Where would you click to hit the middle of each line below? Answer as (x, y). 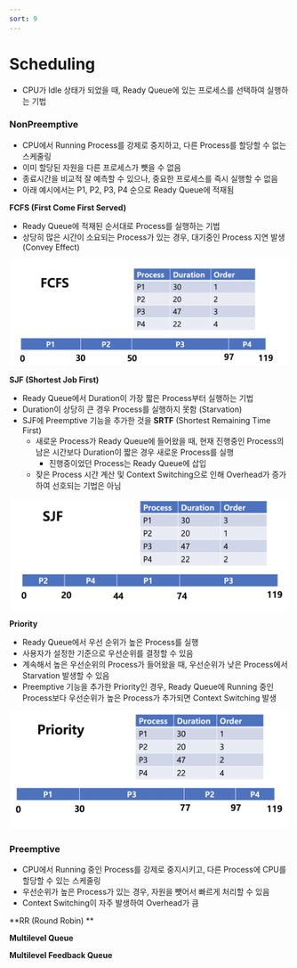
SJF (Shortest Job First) (54, 380)
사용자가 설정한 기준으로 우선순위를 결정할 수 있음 (108, 653)
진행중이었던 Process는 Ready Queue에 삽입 (128, 463)
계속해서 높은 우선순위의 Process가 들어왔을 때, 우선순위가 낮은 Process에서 (155, 664)
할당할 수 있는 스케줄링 (61, 881)
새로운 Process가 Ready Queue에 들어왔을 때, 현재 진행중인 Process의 (160, 441)
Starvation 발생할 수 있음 (66, 675)
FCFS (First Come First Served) (68, 207)
